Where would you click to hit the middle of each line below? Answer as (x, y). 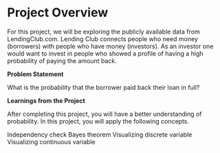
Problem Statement (35, 74)
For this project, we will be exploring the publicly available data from (104, 32)
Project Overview (58, 13)
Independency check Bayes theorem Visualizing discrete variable (100, 134)
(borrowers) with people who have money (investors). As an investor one (110, 46)
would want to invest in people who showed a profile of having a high (106, 54)
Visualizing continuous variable (51, 141)
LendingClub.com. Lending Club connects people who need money (102, 38)
